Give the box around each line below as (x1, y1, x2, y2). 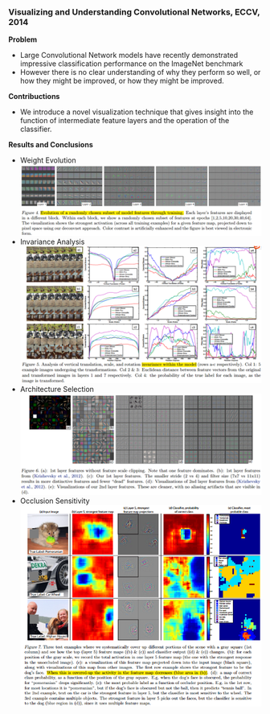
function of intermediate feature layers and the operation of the (19, 116, 230, 126)
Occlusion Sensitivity (19, 496, 90, 506)
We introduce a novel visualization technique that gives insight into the (19, 107, 254, 117)
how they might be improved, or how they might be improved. (19, 76, 224, 86)
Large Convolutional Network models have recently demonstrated (19, 51, 239, 60)
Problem (8, 35, 38, 44)
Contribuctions (8, 92, 60, 101)
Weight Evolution (19, 155, 76, 165)
